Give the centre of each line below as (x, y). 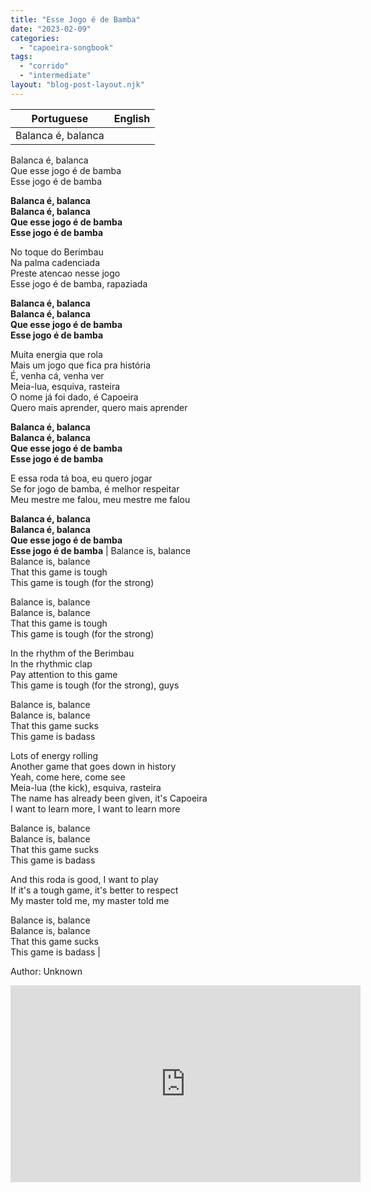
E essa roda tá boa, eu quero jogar (81, 478)
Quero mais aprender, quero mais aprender (99, 407)
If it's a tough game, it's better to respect (94, 890)
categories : (35, 38)
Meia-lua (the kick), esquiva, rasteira (86, 787)
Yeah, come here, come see (68, 777)
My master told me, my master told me (90, 900)
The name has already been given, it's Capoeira (109, 798)
